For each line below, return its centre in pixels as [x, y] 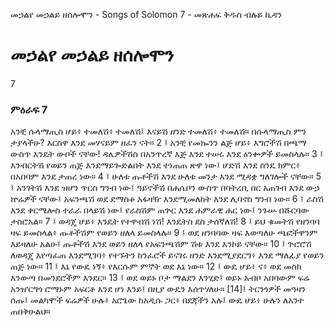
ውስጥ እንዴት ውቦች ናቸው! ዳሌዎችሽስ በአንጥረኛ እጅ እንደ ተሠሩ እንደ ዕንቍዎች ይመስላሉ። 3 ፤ [167, 154]
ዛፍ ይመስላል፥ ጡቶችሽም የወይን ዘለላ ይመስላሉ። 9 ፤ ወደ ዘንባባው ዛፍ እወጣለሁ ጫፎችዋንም [164, 233]
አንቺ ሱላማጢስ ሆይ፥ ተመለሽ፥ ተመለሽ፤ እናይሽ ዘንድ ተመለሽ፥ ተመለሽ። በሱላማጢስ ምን [158, 131]
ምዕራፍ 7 [29, 109]
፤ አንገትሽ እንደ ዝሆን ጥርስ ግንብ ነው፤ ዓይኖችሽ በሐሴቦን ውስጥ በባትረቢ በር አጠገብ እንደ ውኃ [165, 188]
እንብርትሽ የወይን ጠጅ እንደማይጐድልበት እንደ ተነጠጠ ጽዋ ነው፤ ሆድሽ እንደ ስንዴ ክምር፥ [155, 165]
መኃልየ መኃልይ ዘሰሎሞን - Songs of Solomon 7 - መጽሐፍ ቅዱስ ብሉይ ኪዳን [146, 14]
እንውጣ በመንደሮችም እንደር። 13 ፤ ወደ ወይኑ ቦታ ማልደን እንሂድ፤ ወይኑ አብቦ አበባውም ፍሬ [160, 278]
